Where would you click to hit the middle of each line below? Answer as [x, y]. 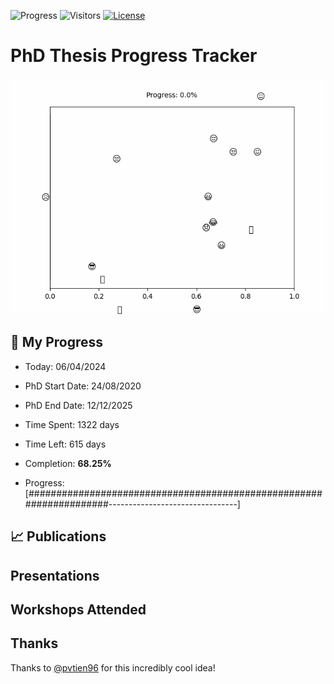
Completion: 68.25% [68, 463]
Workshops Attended [78, 609]
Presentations [55, 575]
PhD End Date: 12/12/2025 [78, 405]
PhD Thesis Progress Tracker [134, 56]
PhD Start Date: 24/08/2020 [83, 386]
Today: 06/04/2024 [65, 366]
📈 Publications [58, 536]
